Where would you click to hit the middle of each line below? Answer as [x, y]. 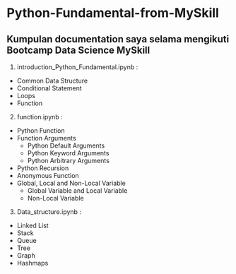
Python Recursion [43, 168]
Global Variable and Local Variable [77, 191]
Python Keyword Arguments [68, 153]
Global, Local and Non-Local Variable [71, 183]
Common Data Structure [52, 81]
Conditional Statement [49, 88]
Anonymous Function [48, 175]
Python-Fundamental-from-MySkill [113, 13]
